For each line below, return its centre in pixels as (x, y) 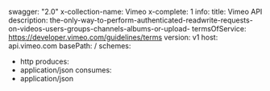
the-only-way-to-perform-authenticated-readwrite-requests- (152, 20)
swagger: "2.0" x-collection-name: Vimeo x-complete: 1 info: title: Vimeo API (135, 12)
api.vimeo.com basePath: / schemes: (70, 46)
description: (28, 20)
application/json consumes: (66, 70)
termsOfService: (220, 29)
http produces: (45, 61)
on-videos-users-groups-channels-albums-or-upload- (100, 29)
